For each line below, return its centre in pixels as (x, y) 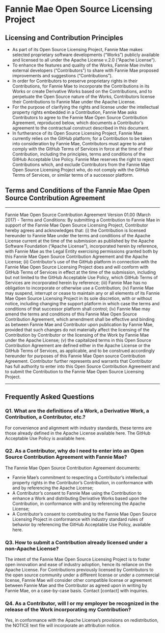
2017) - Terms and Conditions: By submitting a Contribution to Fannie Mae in (82, 220)
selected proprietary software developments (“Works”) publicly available (86, 55)
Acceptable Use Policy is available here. (45, 438)
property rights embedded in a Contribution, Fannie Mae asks (74, 112)
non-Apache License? (32, 548)
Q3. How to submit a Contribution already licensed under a (76, 542)
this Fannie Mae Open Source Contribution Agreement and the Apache (77, 256)
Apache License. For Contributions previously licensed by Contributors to (79, 570)
